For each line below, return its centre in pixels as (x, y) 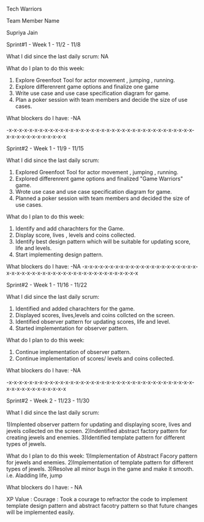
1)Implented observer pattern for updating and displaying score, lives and (99, 424)
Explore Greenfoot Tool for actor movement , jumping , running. (95, 80)
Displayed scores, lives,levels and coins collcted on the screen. (95, 315)
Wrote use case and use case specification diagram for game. (93, 192)
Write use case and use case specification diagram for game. (93, 93)
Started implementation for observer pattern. (72, 328)
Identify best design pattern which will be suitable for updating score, (103, 241)
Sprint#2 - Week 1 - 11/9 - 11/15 (45, 148)
